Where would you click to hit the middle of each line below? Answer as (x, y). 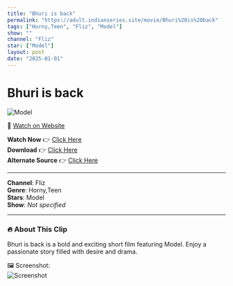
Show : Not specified (36, 204)
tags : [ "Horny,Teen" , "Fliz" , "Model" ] (65, 26)
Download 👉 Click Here (42, 150)
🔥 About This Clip (37, 229)
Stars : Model (26, 197)
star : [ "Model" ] (31, 46)
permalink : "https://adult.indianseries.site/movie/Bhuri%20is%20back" (113, 20)
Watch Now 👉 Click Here (44, 139)
